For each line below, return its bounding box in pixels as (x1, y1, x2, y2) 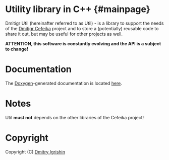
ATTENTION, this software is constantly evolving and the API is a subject (5, 40, 161, 46)
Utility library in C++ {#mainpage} (5, 4, 150, 15)
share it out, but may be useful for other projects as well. (5, 31, 123, 37)
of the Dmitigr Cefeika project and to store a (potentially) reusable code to (5, 25, 159, 31)
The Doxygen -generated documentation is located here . (5, 80, 123, 86)
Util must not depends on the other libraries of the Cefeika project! (5, 114, 144, 120)
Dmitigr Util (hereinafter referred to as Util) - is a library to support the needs (5, 20, 164, 26)
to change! (5, 46, 29, 52)
